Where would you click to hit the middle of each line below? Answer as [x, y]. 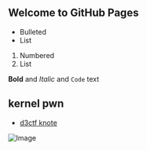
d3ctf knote [38, 123]
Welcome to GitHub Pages [73, 13]
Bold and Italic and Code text [54, 79]
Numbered [37, 55]
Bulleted [33, 31]
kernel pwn [36, 104]
